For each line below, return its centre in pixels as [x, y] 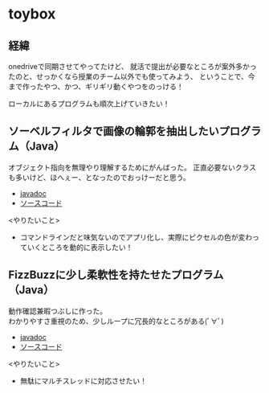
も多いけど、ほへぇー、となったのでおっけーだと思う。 [99, 177]
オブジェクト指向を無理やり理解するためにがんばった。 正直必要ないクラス [132, 167]
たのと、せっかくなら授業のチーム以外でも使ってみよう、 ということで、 [128, 76]
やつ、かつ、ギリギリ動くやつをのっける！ [113, 86]
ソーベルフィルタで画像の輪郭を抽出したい [114, 131]
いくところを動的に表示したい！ [80, 247]
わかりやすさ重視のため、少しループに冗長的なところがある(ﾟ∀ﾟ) [116, 321]
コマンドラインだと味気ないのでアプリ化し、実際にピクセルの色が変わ [136, 237]
